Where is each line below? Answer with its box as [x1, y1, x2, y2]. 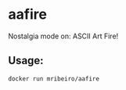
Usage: [8, 54, 45, 67]
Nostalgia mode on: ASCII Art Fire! [8, 31, 119, 41]
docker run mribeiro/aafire [8, 74, 100, 83]
